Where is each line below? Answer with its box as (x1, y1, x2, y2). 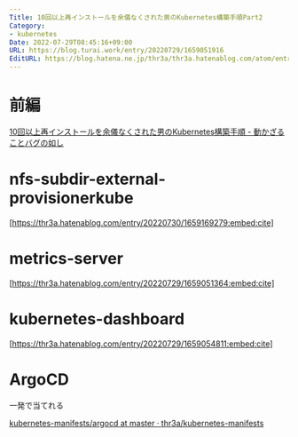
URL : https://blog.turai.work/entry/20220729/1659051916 (9, 46, 224, 55)
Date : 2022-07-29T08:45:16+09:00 (9, 37, 133, 47)
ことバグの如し (9, 137, 64, 147)
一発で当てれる (9, 400, 64, 410)
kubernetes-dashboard (9, 309, 184, 329)
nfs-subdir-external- (9, 170, 166, 189)
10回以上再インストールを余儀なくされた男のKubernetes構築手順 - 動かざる (9, 126, 286, 137)
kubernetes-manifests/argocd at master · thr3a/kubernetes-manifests (9, 417, 264, 428)
